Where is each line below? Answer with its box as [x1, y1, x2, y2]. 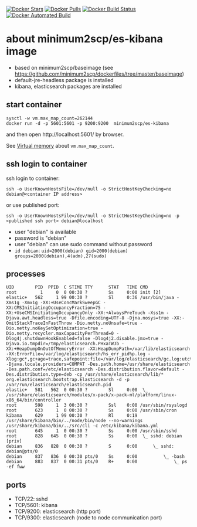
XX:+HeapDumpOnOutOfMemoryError [6, 346, 85, 352]
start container [6, 100, 62, 110]
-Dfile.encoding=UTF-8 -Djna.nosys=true [69, 315, 169, 321]
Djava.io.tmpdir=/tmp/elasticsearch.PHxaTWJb [6, 341, 119, 347]
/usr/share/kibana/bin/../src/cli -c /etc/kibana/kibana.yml [6, 423, 159, 429]
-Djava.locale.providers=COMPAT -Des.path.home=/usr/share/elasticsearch [6, 361, 191, 368]
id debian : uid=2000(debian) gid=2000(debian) [14, 247, 128, 254]
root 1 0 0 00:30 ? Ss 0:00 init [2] [6, 290, 161, 295]
